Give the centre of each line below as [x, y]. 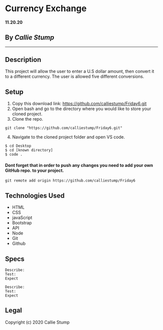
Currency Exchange [46, 9]
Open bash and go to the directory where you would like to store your [81, 109]
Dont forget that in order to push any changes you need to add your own [79, 165]
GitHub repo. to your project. [34, 170]
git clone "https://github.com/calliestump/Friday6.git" [64, 128]
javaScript [22, 218]
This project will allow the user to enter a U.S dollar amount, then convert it [80, 72]
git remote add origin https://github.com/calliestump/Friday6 [70, 181]
